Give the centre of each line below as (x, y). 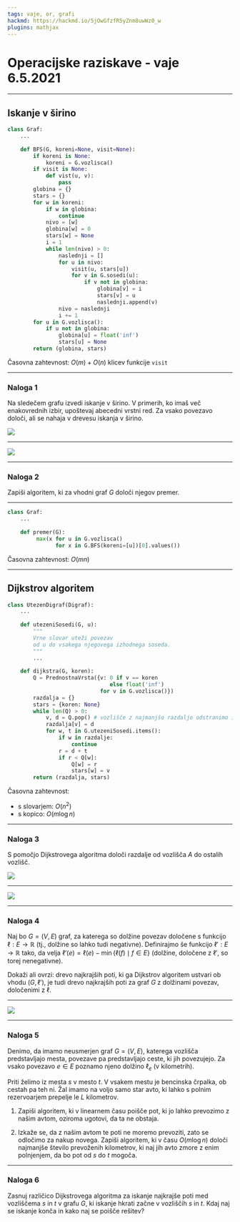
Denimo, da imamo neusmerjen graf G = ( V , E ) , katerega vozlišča (103, 1050)
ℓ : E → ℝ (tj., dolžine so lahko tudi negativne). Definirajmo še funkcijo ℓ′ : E (118, 945)
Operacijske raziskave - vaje (94, 63)
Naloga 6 (23, 1180)
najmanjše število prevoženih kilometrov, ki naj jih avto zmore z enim (118, 1147)
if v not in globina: (116, 282)
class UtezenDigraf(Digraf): (51, 605)
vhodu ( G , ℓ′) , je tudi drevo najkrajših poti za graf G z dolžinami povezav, (113, 983)
